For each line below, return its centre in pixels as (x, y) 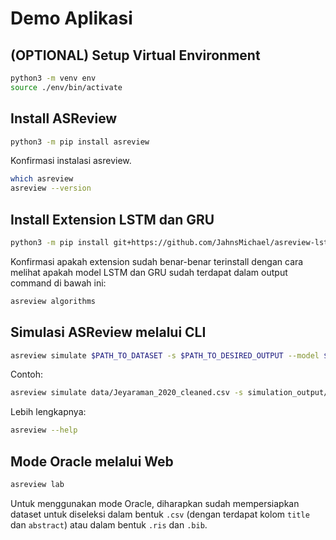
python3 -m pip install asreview (80, 142)
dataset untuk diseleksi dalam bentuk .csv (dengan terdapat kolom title (160, 514)
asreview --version (51, 188)
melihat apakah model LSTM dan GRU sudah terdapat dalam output (149, 272)
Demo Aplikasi (71, 18)
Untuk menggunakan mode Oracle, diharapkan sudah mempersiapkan (155, 503)
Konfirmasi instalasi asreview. (71, 161)
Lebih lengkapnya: (48, 412)
